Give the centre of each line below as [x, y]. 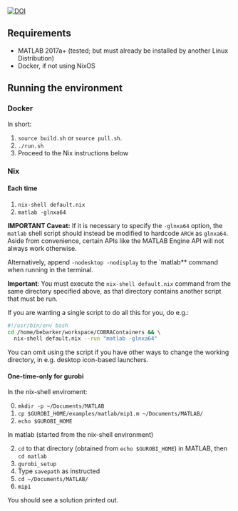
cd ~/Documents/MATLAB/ [53, 480]
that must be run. [33, 299]
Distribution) [36, 58]
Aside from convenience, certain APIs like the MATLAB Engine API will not [116, 241]
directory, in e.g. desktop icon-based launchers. [78, 360]
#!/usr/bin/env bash [38, 325]
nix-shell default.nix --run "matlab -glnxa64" [86, 339]
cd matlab [32, 457]
